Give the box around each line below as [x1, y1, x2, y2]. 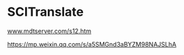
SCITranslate [7, 4, 84, 20]
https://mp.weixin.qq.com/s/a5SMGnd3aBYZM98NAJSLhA [7, 40, 176, 48]
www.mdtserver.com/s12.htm [7, 27, 92, 35]
